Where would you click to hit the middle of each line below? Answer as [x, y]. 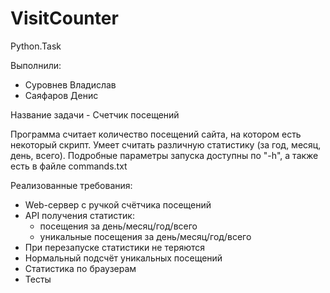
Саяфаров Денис [61, 95]
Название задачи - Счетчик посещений [95, 114]
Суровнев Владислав [70, 84]
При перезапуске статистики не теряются [115, 247]
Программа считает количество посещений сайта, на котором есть [156, 134]
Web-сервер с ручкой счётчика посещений [118, 204]
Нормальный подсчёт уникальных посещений [123, 258]
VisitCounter [64, 18]
